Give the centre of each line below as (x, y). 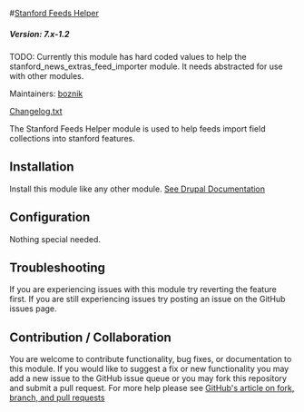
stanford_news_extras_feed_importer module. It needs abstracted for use (146, 66)
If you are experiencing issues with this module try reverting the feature (143, 289)
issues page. (33, 309)
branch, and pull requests (57, 397)
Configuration (50, 217)
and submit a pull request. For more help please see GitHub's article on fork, (152, 388)
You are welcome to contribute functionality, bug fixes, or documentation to (151, 359)
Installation (42, 167)
